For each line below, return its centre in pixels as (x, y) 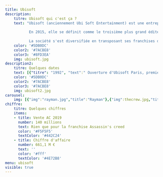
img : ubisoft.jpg (31, 59)
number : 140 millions (40, 122)
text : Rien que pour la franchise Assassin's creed (71, 127)
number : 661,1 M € (36, 145)
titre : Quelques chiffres (40, 109)
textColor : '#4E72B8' (40, 158)
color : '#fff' (32, 154)
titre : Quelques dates (37, 68)
